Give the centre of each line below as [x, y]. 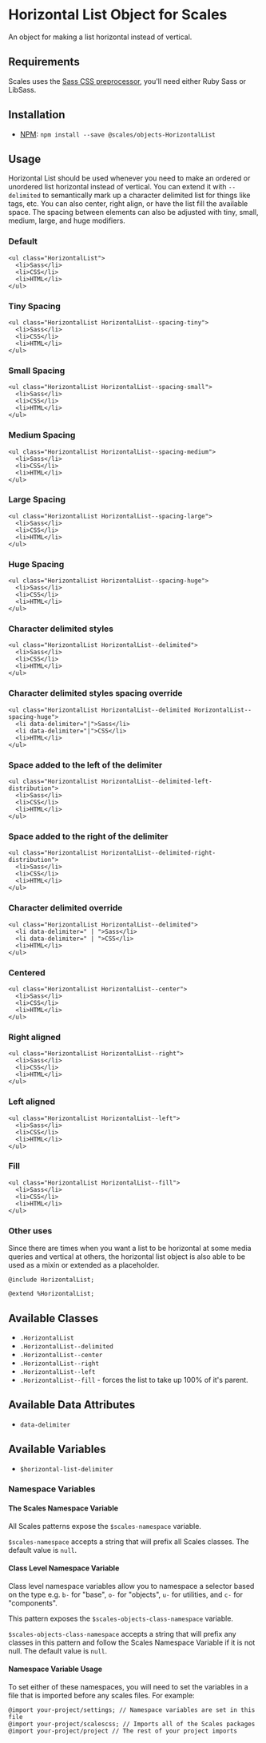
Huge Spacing [36, 564]
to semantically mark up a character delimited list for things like [147, 195]
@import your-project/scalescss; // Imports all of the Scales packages [132, 1724]
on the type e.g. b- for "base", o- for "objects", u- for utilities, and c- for [126, 1594]
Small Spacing [37, 371]
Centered [27, 972]
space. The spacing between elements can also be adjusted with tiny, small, [133, 212]
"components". [33, 1602]
